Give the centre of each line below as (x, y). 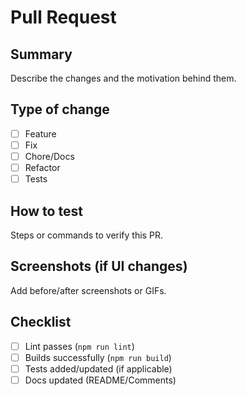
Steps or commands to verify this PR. (86, 235)
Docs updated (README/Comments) (100, 380)
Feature (40, 133)
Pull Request (63, 17)
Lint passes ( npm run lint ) (79, 346)
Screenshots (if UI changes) (99, 266)
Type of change (60, 109)
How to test (46, 211)
